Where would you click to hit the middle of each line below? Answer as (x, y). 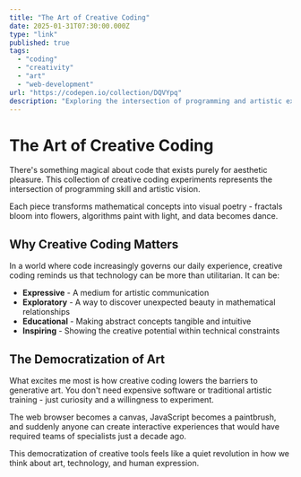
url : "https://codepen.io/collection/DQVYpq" (95, 92)
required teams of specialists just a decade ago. (98, 436)
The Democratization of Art (87, 359)
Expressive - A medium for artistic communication (116, 293)
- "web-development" (56, 84)
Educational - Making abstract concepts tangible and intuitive (137, 321)
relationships (46, 312)
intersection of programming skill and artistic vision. (105, 189)
